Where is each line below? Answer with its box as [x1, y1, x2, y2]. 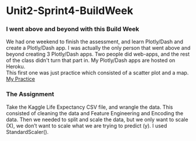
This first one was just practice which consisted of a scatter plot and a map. [6, 69, 189, 77]
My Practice [6, 75, 35, 82]
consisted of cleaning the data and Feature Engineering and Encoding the [6, 109, 184, 116]
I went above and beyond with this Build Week [6, 25, 139, 33]
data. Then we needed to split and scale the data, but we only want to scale [6, 116, 188, 123]
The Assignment [6, 90, 54, 98]
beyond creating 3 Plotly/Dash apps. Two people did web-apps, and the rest [6, 51, 190, 58]
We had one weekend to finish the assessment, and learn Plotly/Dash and [6, 38, 183, 45]
